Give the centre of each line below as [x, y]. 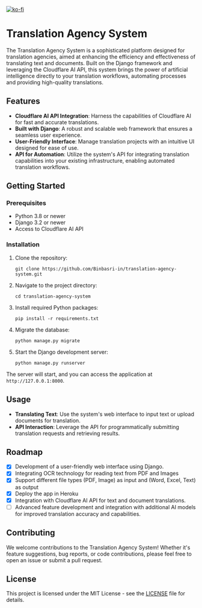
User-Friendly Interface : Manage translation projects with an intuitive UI [105, 141]
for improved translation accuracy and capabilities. [78, 514]
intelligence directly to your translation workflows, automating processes [96, 76]
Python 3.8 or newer [40, 216]
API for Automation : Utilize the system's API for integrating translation [102, 154]
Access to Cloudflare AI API [49, 229]
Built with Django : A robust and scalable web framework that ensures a [103, 128]
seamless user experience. [48, 135]
